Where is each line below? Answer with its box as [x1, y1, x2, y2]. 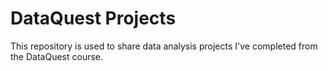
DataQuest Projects [10, 7, 177, 30]
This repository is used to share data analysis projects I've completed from [10, 40, 318, 52]
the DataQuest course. [10, 50, 104, 62]
